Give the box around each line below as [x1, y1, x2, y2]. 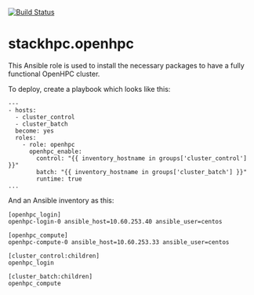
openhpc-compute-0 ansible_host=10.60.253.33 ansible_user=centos [8, 238, 230, 246]
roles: [15, 133, 37, 141]
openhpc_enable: [28, 147, 82, 155]
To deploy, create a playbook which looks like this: [8, 84, 171, 93]
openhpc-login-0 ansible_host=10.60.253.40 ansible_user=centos [8, 217, 223, 225]
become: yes [15, 126, 55, 135]
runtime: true [36, 175, 82, 183]
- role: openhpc [22, 140, 76, 148]
